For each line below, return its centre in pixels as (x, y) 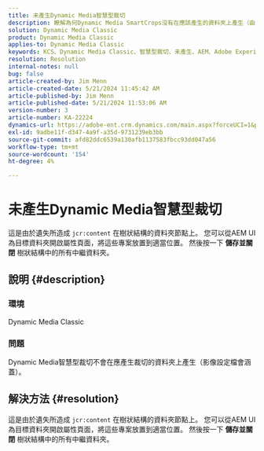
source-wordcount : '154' (49, 154)
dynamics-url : (31, 125)
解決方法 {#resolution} (64, 399)
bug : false (26, 74)
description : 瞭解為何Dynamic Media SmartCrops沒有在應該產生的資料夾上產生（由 (132, 23)
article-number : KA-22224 (50, 118)
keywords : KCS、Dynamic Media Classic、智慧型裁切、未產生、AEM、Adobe (120, 52)
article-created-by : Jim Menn (58, 81)
